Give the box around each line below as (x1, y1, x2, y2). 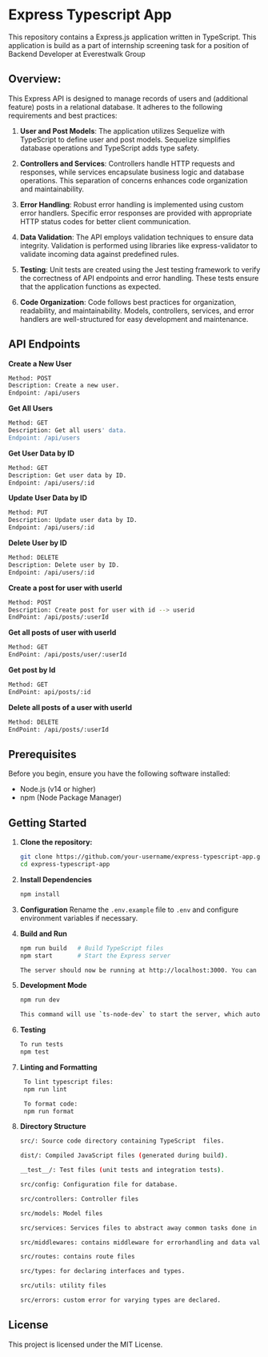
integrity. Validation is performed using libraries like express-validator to (19, 240, 258, 250)
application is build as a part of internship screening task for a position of (8, 40, 250, 50)
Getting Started (8, 816, 87, 829)
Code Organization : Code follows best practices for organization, (19, 297, 237, 307)
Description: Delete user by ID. (8, 560, 120, 569)
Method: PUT (8, 508, 48, 517)
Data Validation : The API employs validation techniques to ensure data (19, 232, 254, 242)
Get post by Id (8, 665, 56, 675)
